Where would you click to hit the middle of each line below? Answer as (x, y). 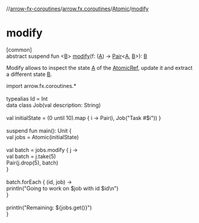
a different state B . (29, 74)
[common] (19, 49)
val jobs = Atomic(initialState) (43, 137)
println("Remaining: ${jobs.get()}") (49, 207)
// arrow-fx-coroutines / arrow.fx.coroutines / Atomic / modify (77, 9)
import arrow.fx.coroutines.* (41, 86)
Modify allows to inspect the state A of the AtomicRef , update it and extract (99, 68)
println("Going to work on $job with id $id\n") (62, 188)
